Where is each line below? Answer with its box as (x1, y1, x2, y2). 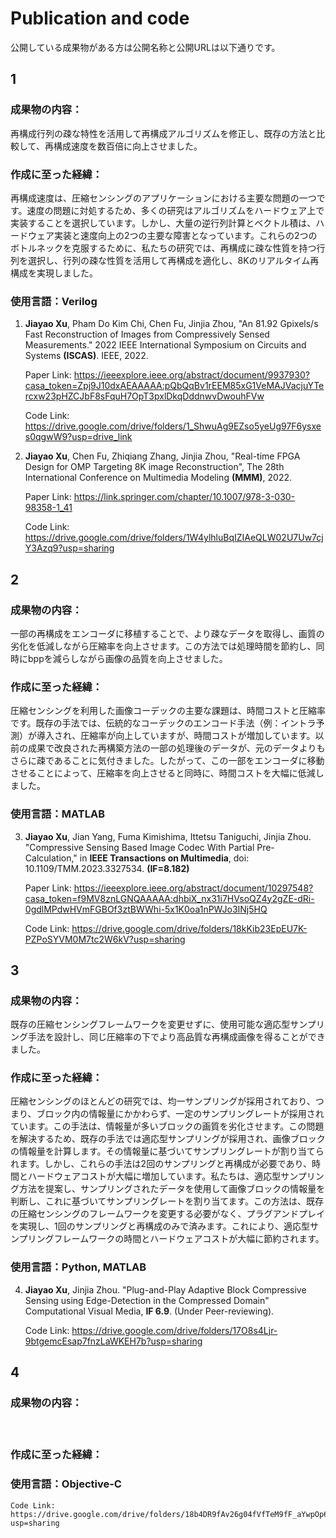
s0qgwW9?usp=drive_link (24, 431, 133, 443)
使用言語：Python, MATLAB (10, 1260, 147, 1274)
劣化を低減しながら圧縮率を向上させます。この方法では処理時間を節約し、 (10, 640, 317, 652)
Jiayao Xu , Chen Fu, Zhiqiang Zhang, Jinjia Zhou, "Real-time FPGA (24, 450, 301, 462)
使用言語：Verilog (10, 294, 98, 308)
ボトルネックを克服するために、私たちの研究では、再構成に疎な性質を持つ (10, 242, 317, 254)
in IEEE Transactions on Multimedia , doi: (79, 852, 250, 864)
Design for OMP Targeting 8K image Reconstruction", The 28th (24, 461, 285, 473)
